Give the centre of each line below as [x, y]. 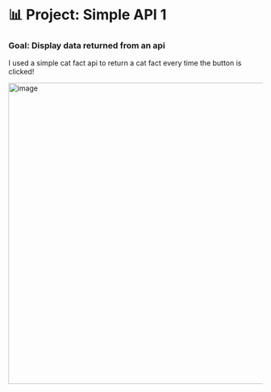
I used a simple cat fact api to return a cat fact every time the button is [125, 63]
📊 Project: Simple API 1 [88, 15]
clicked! [21, 72]
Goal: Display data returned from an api [87, 46]
